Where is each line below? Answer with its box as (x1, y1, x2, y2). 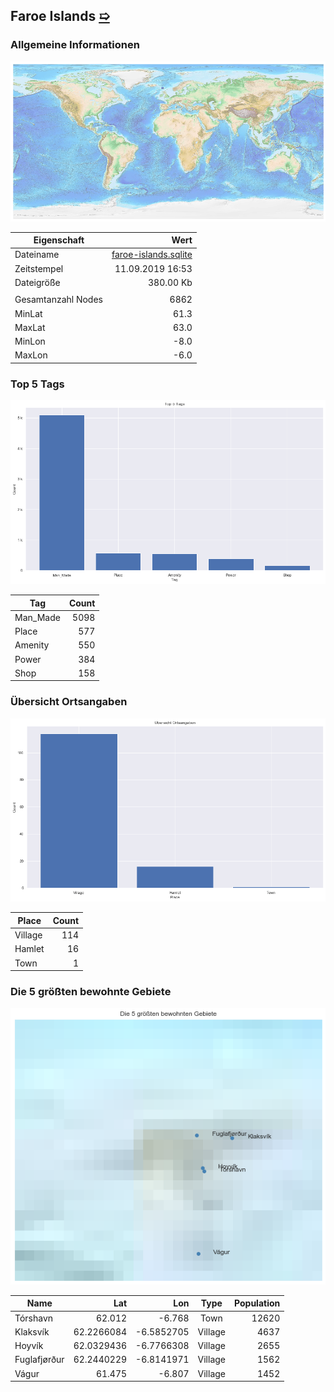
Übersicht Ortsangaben (10, 695, 128, 709)
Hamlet (14, 943, 45, 955)
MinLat (14, 307, 43, 319)
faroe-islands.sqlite (111, 249, 193, 261)
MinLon (14, 335, 46, 348)
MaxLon (14, 349, 48, 361)
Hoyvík (14, 1340, 44, 1352)
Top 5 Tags (10, 377, 65, 391)
